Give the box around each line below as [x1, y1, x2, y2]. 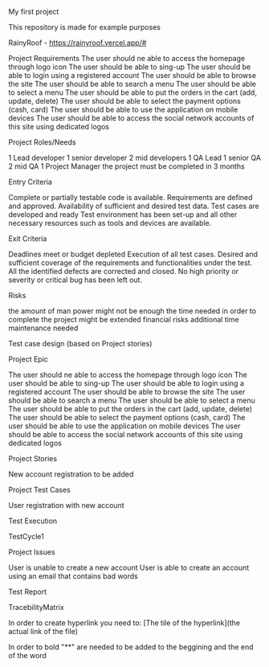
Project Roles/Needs [8, 137, 76, 147]
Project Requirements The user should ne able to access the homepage [8, 54, 246, 63]
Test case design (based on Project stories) [8, 339, 153, 348]
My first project [8, 7, 59, 16]
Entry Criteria [8, 177, 52, 186]
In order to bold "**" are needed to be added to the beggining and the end [8, 642, 255, 652]
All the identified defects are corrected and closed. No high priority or [8, 267, 239, 276]
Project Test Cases [8, 485, 71, 494]
